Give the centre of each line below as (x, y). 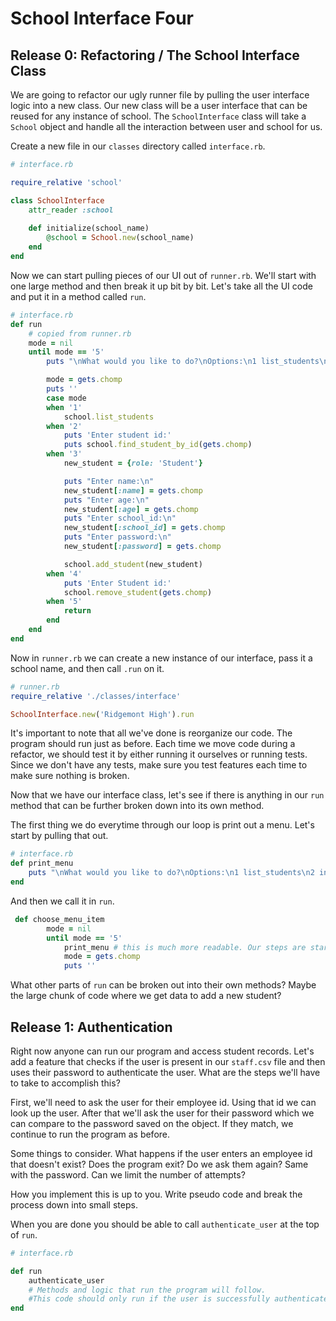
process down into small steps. (74, 1204)
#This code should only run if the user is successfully (149, 1299)
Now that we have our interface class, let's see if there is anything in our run (167, 795)
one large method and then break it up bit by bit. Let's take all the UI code (161, 286)
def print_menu (42, 863)
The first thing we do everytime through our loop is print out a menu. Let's (162, 825)
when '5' (64, 602)
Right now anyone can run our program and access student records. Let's (162, 1051)
